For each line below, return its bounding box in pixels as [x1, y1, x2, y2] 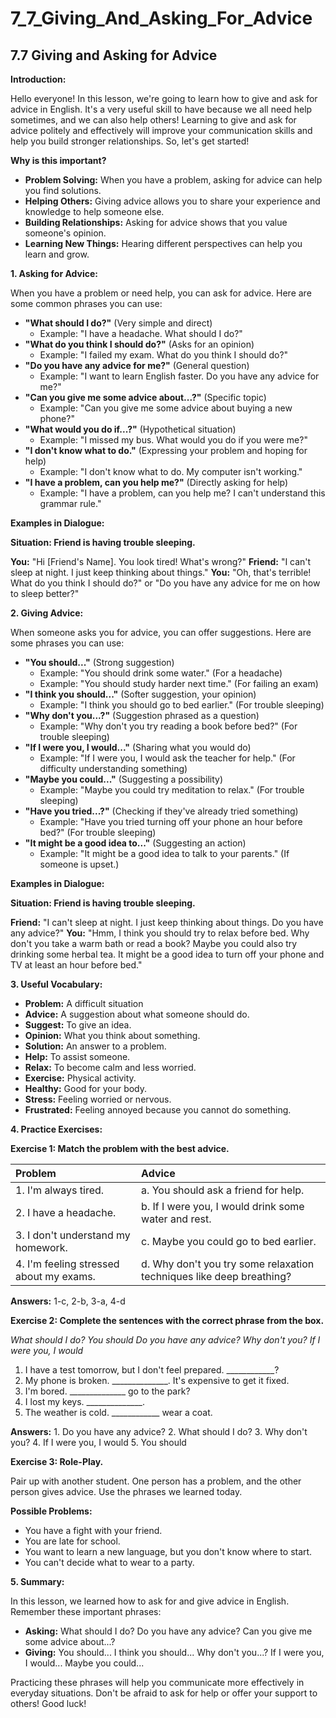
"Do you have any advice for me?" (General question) [24, 360, 250, 371]
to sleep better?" [10, 588, 80, 599]
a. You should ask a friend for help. [141, 1183, 305, 1197]
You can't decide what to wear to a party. [24, 1557, 195, 1568]
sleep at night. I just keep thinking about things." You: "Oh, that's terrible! [10, 567, 312, 578]
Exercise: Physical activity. [24, 1072, 137, 1084]
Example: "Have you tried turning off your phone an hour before [39, 816, 303, 827]
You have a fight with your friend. [24, 1525, 163, 1536]
